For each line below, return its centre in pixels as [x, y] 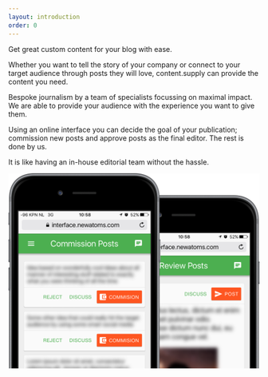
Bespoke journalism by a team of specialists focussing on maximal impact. [130, 97]
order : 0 [23, 25]
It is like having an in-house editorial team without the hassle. [109, 162]
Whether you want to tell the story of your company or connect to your [124, 65]
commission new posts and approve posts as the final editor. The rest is [126, 138]
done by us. [28, 146]
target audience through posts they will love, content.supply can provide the [134, 73]
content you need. [38, 81]
